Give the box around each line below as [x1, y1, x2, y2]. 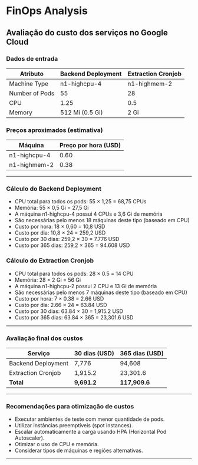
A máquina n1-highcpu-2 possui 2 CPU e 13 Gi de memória [14, 282, 157, 289]
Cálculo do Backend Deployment [6, 184, 102, 193]
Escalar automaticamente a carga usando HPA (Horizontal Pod [14, 428, 167, 436]
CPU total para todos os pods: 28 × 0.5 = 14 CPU [14, 270, 134, 277]
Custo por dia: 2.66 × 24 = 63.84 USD [14, 301, 107, 308]
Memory [9, 108, 32, 116]
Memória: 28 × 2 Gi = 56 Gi [14, 276, 81, 283]
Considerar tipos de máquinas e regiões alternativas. [14, 447, 143, 454]
